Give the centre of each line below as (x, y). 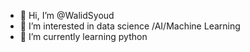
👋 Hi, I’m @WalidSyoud (67, 15)
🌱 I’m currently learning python (83, 36)
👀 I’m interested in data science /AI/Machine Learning (130, 26)
